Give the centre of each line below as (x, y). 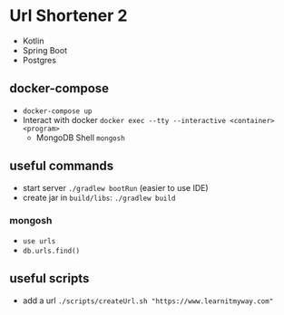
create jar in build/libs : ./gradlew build (99, 197)
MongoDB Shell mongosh (80, 138)
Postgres (39, 60)
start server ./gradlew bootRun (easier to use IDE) (115, 187)
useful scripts (49, 278)
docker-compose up (57, 111)
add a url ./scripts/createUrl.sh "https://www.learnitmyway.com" (148, 301)
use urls (39, 241)
